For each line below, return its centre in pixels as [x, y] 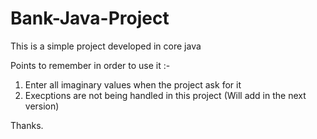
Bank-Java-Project [90, 18]
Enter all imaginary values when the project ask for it [133, 84]
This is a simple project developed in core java [106, 46]
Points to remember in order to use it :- [90, 65]
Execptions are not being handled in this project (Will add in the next [165, 95]
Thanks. [27, 125]
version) [42, 106]
